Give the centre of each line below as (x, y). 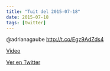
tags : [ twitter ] (26, 22)
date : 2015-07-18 (27, 17)
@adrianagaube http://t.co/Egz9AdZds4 (55, 40)
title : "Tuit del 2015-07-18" (43, 12)
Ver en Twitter (23, 62)
